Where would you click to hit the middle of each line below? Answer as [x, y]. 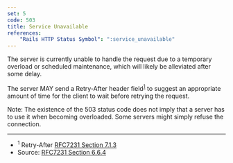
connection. [24, 124]
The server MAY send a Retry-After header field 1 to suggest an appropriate [114, 88]
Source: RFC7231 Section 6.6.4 [61, 153]
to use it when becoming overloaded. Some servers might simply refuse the [115, 117]
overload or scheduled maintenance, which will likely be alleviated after [109, 67]
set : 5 [17, 14]
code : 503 [21, 20]
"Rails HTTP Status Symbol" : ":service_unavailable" [97, 40]
